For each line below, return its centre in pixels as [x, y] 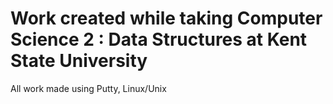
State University [79, 61]
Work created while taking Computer [166, 18]
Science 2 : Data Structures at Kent [159, 39]
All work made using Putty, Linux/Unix [88, 88]
